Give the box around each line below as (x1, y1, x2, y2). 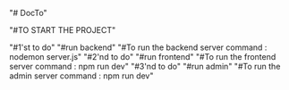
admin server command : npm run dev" (9, 70, 154, 81)
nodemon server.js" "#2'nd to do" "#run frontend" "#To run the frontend (9, 52, 276, 61)
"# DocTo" (9, 8, 47, 18)
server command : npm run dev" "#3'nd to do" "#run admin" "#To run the (9, 61, 281, 71)
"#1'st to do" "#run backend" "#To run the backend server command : (9, 42, 268, 53)
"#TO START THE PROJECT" (9, 25, 116, 35)
